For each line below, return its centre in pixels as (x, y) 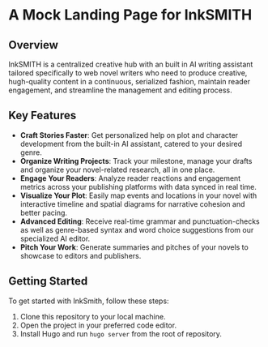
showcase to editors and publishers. (81, 255)
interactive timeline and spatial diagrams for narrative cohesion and (132, 203)
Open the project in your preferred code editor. (98, 325)
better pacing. (43, 212)
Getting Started (48, 281)
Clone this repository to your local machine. (93, 316)
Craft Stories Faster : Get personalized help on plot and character (129, 135)
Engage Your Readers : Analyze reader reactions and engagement (130, 178)
